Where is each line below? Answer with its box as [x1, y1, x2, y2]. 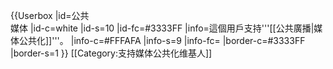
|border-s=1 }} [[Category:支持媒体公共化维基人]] [10, 47, 213, 59]
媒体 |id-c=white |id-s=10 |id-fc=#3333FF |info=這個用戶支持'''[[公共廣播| [10, 22, 315, 34]
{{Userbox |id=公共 [10, 10, 90, 21]
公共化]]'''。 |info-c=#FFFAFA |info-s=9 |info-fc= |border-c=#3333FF [18, 35, 306, 46]
